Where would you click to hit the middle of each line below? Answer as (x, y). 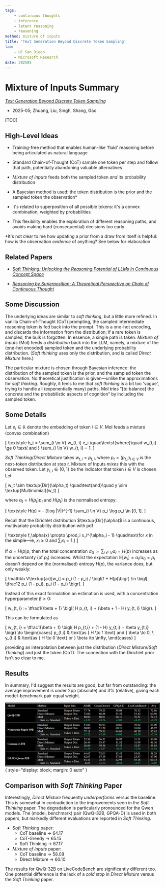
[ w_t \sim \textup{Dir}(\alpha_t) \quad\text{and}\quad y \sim (66, 485)
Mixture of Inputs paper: (37, 849)
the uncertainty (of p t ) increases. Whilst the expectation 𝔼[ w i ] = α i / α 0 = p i (80, 558)
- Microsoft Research (36, 57)
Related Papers (29, 257)
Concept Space (28, 274)
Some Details (26, 415)
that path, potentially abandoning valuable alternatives (67, 168)
